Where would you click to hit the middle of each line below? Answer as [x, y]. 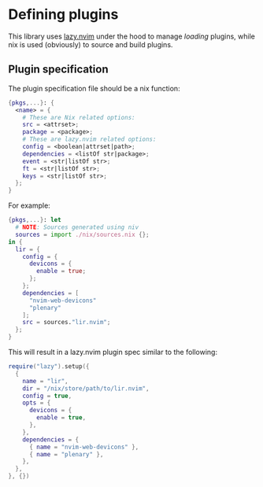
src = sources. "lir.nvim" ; [67, 323]
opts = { [37, 403]
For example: [30, 205]
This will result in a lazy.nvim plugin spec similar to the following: [113, 352]
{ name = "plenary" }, [66, 454]
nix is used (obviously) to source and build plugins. [91, 44]
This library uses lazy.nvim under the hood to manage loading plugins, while [132, 36]
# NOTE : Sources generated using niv [77, 227]
